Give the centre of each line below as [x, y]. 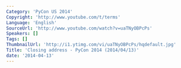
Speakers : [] [22, 34]
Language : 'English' [32, 22]
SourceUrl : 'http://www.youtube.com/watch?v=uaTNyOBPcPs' [79, 28]
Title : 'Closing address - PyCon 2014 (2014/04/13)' [73, 50]
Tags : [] [17, 39]
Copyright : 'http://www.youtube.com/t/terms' [63, 17]
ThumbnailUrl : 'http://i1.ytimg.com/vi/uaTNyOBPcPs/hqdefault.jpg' [91, 45]
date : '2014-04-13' [30, 56]
